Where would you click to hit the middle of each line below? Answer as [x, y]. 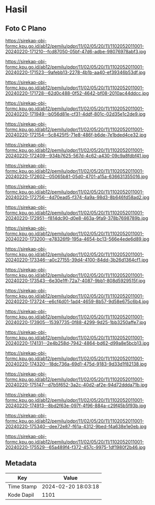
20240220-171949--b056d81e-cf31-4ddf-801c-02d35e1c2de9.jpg [75, 114]
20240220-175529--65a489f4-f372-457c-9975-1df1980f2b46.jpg [75, 447]
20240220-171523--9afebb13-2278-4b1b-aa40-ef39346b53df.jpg [75, 72]
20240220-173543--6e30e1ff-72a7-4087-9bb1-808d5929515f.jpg [75, 281]
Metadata [21, 463]
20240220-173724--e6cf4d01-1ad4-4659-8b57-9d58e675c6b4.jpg [77, 301]
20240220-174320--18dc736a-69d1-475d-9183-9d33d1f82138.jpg [76, 364]
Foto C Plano [26, 28]
